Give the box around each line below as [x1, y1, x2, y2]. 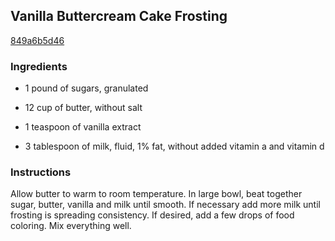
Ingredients [10, 59, 68, 73]
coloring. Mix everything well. [10, 220, 132, 232]
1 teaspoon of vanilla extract [24, 121, 142, 133]
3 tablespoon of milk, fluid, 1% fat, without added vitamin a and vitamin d [24, 140, 325, 153]
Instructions [10, 165, 72, 179]
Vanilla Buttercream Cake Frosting [10, 8, 228, 25]
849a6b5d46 [10, 34, 65, 46]
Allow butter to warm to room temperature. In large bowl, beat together [10, 188, 303, 200]
